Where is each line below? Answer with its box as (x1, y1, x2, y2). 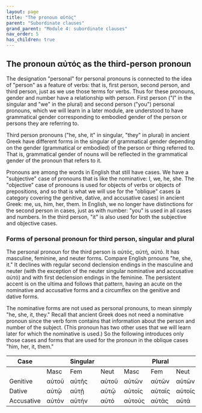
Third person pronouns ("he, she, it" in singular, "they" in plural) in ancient (6, 131, 190, 138)
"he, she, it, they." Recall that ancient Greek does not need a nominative (6, 311, 184, 319)
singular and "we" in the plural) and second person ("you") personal (6, 100, 175, 108)
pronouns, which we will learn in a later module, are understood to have (6, 106, 183, 114)
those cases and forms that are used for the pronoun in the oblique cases (6, 337, 188, 344)
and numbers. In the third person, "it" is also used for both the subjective (6, 213, 187, 220)
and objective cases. (6, 219, 58, 227)
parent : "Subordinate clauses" (6, 20, 85, 26)
